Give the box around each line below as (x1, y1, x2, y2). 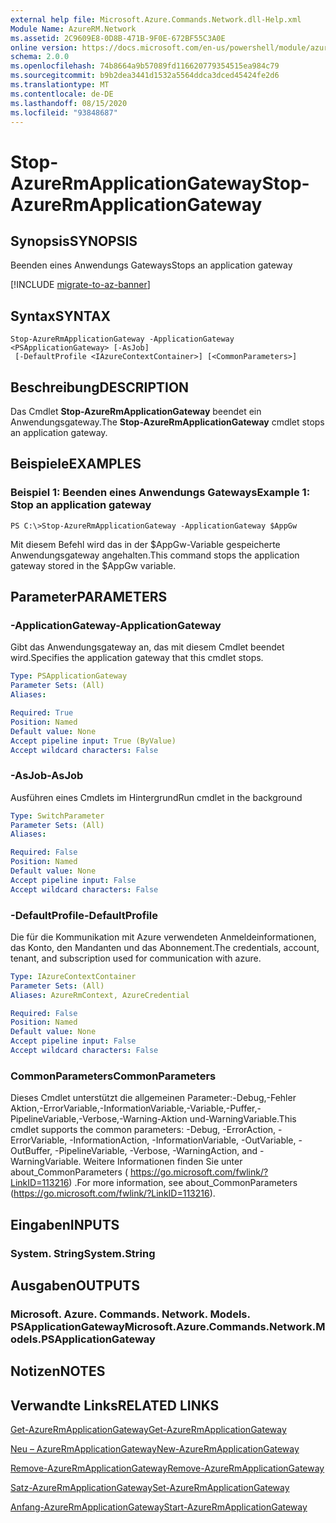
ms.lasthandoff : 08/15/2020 (10, 98, 128, 108)
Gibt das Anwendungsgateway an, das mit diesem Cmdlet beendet (10, 641, 285, 653)
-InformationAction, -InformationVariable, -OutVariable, (69, 1134, 297, 1146)
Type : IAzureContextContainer (10, 971, 137, 981)
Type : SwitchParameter (10, 811, 105, 821)
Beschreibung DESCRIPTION (10, 379, 190, 396)
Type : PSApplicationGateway (10, 671, 128, 681)
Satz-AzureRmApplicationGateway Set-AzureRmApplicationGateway (10, 1482, 290, 1494)
